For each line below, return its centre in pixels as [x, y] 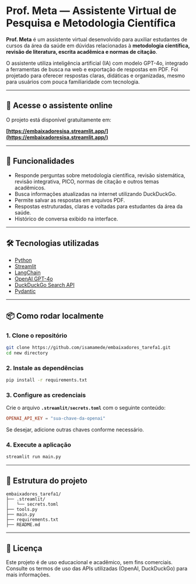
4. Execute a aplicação [39, 445]
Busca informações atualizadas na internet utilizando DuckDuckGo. [95, 193]
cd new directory [27, 353]
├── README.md [23, 525]
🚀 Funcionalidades [40, 161]
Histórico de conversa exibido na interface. [66, 219]
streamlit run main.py [34, 457]
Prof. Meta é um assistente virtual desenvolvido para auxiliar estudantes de [97, 39]
